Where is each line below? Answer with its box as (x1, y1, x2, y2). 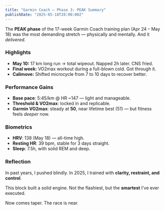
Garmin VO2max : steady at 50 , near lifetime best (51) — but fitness (12, 106, 152, 112)
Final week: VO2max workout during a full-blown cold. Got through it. (12, 66, 156, 72)
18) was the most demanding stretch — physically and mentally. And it (5, 31, 150, 37)
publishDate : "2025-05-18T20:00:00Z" (5, 12, 84, 17)
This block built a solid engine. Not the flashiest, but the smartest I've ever (5, 184, 159, 191)
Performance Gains (5, 83, 53, 90)
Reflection (5, 158, 31, 165)
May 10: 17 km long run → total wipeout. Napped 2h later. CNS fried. (12, 60, 153, 66)
